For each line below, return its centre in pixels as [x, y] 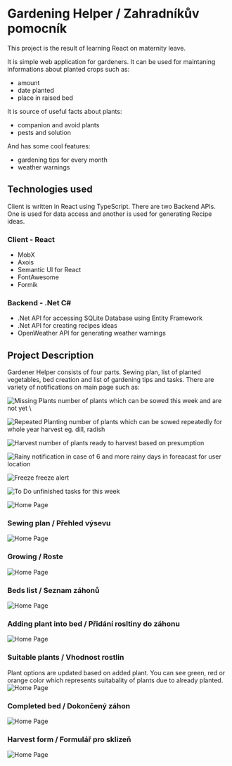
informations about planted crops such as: [69, 69]
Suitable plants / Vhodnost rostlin [66, 658]
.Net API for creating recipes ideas [67, 326]
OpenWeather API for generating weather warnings [92, 333]
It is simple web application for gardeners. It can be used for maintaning [111, 61]
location [19, 464]
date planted [36, 90]
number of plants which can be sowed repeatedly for [146, 422]
